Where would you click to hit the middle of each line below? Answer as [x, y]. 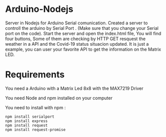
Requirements [35, 75]
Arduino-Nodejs [39, 9]
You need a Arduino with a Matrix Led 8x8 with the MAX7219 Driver [74, 88]
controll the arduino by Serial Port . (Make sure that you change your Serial [82, 28]
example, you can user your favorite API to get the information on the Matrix [83, 49]
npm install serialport [30, 117]
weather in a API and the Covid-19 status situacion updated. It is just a [77, 44]
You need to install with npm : [35, 107]
